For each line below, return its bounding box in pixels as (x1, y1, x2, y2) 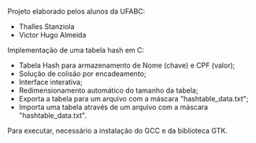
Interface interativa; (18, 78, 83, 86)
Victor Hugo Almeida (18, 31, 87, 39)
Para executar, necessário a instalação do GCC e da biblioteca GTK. (7, 126, 228, 135)
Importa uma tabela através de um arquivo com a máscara (18, 102, 209, 112)
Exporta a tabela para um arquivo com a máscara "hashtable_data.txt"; (18, 94, 249, 103)
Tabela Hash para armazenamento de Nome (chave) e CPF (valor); (18, 60, 236, 70)
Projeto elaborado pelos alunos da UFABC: (7, 7, 146, 16)
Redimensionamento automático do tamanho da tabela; (18, 86, 198, 95)
